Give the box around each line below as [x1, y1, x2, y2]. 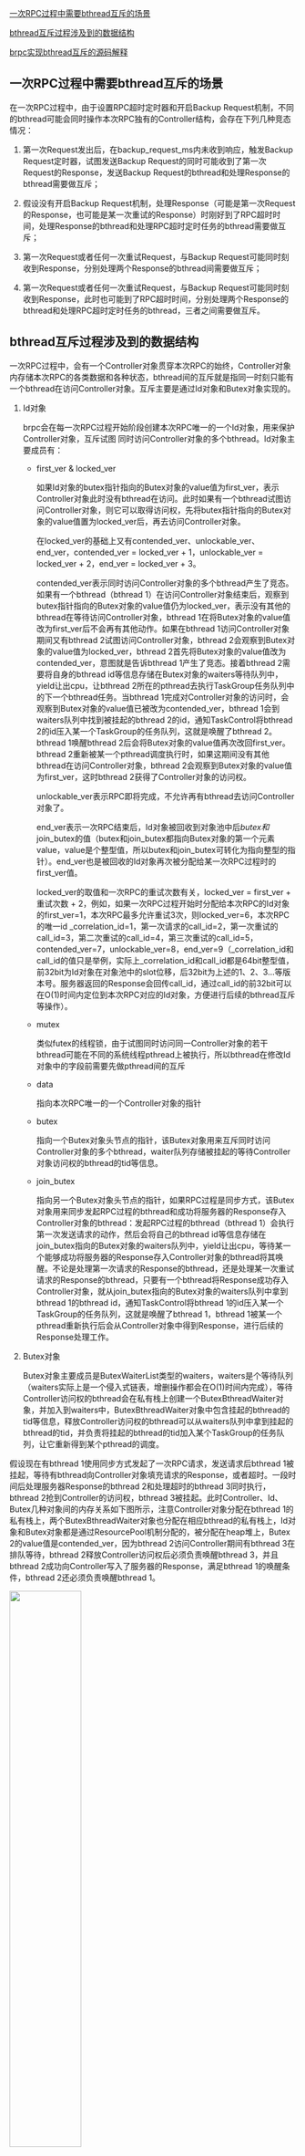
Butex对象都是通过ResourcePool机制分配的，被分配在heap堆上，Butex [25, 1526, 291, 1537]
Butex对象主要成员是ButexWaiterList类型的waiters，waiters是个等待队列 [22, 1370, 294, 1380]
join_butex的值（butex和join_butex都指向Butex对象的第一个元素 [36, 833, 275, 844]
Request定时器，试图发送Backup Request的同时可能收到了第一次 [22, 155, 267, 166]
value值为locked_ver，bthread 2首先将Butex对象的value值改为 [52, 646, 287, 657]
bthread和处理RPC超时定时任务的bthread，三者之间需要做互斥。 [22, 305, 266, 316]
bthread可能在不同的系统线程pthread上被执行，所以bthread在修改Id [36, 1048, 291, 1060]
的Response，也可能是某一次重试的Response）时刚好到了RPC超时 [22, 209, 273, 220]
